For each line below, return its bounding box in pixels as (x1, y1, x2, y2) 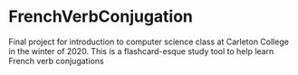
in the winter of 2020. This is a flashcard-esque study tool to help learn (8, 45, 274, 56)
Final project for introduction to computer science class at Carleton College (8, 36, 289, 47)
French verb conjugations (8, 55, 105, 66)
